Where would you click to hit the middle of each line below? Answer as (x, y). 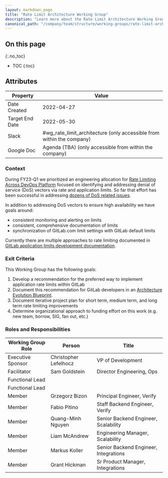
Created (17, 110)
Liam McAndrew (70, 436)
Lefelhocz (62, 363)
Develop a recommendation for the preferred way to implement (77, 279)
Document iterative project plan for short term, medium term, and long (85, 300)
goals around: (19, 210)
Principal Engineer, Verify (126, 396)
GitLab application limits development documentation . (61, 246)
